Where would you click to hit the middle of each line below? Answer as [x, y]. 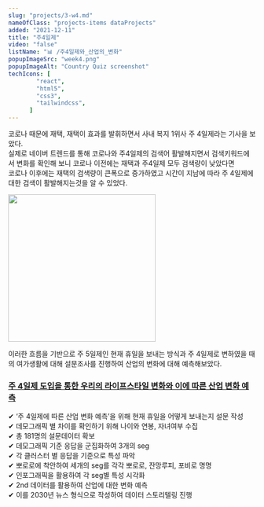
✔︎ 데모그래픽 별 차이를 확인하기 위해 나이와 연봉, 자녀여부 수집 [103, 426]
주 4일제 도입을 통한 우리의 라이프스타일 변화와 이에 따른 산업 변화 [124, 386]
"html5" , [51, 88]
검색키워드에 [231, 153]
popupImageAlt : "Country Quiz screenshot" [79, 67]
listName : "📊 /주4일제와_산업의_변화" [66, 52]
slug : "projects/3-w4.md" [50, 15]
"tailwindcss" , [61, 103]
